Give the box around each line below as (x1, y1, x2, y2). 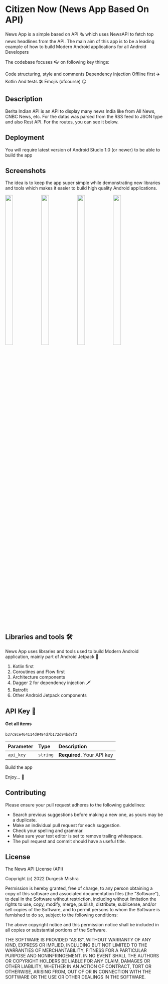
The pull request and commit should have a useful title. (12, 838, 126, 844)
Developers (5, 49, 29, 55)
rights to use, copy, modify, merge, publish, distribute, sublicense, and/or (5, 901, 156, 907)
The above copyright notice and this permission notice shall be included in (5, 922, 159, 928)
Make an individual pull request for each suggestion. (12, 822, 121, 828)
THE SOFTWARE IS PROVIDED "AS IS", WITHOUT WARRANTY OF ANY (5, 937, 151, 943)
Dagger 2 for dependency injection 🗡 (12, 680, 91, 686)
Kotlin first (12, 664, 34, 670)
